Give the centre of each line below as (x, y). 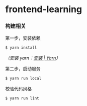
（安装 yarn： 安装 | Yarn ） (33, 58)
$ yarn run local (23, 79)
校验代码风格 (18, 89)
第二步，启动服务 (23, 69)
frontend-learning (43, 9)
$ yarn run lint (22, 98)
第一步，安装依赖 (23, 38)
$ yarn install (21, 48)
